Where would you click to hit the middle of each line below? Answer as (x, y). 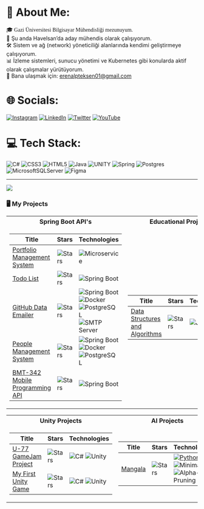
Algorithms (146, 334)
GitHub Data (30, 308)
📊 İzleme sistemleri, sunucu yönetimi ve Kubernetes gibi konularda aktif (97, 61)
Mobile (22, 380)
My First (24, 474)
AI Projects (167, 421)
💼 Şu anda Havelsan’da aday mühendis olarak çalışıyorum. (79, 38)
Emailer (23, 315)
